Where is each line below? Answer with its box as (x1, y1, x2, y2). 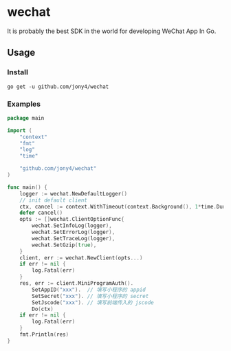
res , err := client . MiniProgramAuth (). (19, 280, 134, 287)
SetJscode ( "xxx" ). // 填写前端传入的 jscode (32, 299, 154, 306)
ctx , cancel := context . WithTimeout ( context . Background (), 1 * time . (19, 203, 217, 210)
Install (7, 67, 29, 77)
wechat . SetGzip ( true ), (32, 242, 97, 248)
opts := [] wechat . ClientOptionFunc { (19, 216, 125, 223)
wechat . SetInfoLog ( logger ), (32, 222, 112, 229)
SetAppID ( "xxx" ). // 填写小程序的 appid (32, 286, 146, 293)
